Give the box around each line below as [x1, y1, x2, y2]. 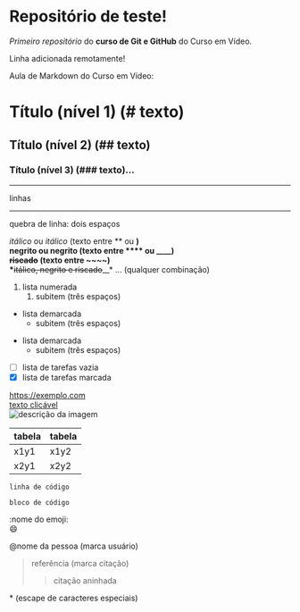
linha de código [9, 482, 70, 491]
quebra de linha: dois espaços [9, 218, 121, 229]
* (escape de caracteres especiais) [9, 592, 138, 603]
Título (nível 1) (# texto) [9, 102, 185, 122]
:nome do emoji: [9, 514, 69, 524]
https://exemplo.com [9, 390, 87, 400]
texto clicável [9, 399, 58, 410]
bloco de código [9, 498, 70, 507]
